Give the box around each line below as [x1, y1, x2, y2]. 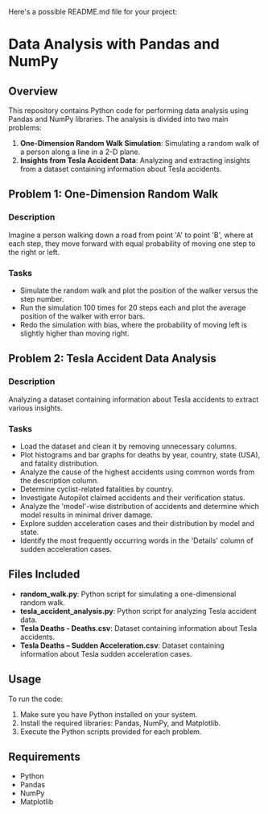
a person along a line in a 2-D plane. [19, 147, 141, 157]
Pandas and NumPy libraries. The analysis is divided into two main [8, 115, 229, 123]
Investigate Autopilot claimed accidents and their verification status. [19, 492, 245, 503]
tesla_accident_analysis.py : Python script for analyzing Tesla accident [19, 606, 257, 616]
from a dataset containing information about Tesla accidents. [19, 165, 222, 173]
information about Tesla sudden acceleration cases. [19, 649, 192, 658]
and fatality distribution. [19, 458, 99, 468]
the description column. [19, 475, 99, 485]
